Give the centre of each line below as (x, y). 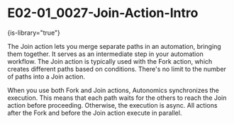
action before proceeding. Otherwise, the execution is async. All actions (112, 105)
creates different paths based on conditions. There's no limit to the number (117, 69)
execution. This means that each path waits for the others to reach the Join (117, 98)
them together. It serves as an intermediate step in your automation (105, 54)
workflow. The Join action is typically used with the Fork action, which (110, 61)
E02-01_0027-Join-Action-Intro (103, 13)
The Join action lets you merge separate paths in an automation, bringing (114, 46)
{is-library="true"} (34, 33)
